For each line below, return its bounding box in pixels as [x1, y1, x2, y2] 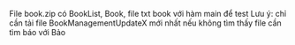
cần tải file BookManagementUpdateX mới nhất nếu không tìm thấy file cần [9, 18, 283, 28]
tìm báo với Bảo [9, 27, 66, 37]
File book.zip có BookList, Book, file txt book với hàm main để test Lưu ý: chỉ [9, 9, 287, 19]
